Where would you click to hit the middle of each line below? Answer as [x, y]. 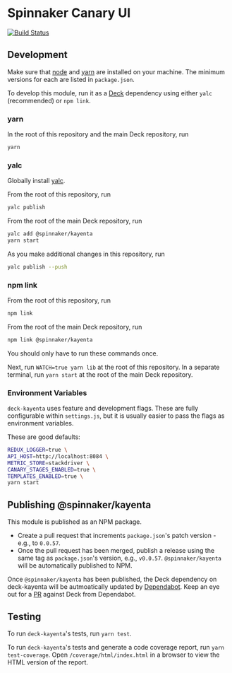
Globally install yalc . [36, 181]
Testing [24, 616]
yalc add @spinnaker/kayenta [50, 234]
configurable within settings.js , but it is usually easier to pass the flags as [116, 416]
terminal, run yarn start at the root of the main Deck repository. [100, 374]
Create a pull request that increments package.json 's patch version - [117, 536]
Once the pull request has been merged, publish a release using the [116, 551]
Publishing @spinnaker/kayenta [79, 504]
